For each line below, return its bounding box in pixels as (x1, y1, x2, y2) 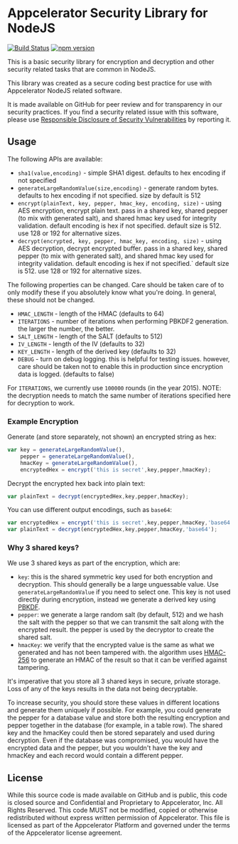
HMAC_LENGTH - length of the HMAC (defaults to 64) (17, 309, 165, 318)
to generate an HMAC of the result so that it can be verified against (31, 656, 227, 664)
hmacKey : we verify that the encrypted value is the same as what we (17, 641, 215, 649)
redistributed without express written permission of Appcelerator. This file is (7, 813, 230, 822)
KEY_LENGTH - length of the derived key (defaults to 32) (17, 347, 176, 356)
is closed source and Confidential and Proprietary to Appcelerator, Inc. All (7, 798, 223, 807)
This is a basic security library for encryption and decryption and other (7, 57, 215, 65)
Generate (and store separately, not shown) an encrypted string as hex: (7, 432, 217, 442)
